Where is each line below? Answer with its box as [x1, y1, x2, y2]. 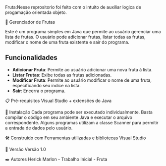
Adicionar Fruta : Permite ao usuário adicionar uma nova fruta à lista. [12, 66, 153, 72]
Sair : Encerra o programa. [12, 88, 66, 94]
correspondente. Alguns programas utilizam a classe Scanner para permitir [5, 119, 159, 125]
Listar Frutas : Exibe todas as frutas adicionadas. [12, 72, 112, 78]
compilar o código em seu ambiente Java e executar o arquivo [5, 114, 133, 120]
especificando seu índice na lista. [12, 82, 81, 88]
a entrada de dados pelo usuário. [5, 125, 73, 131]
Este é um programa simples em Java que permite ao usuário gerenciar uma [5, 29, 161, 34]
